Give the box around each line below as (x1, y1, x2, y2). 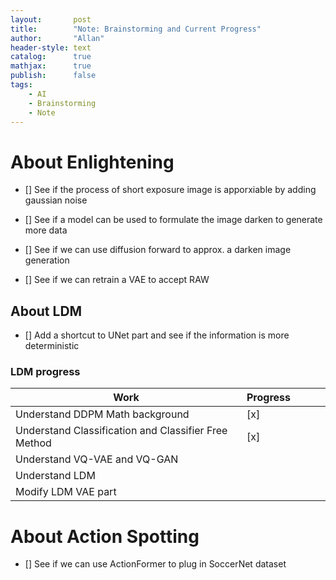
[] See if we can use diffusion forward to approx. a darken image (24, 244, 292, 256)
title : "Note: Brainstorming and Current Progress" (10, 24, 262, 34)
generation (24, 254, 70, 266)
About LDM (10, 302, 83, 320)
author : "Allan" (10, 33, 105, 43)
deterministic (24, 340, 80, 352)
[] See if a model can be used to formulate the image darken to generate (24, 214, 323, 226)
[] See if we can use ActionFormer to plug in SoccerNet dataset (24, 558, 287, 570)
